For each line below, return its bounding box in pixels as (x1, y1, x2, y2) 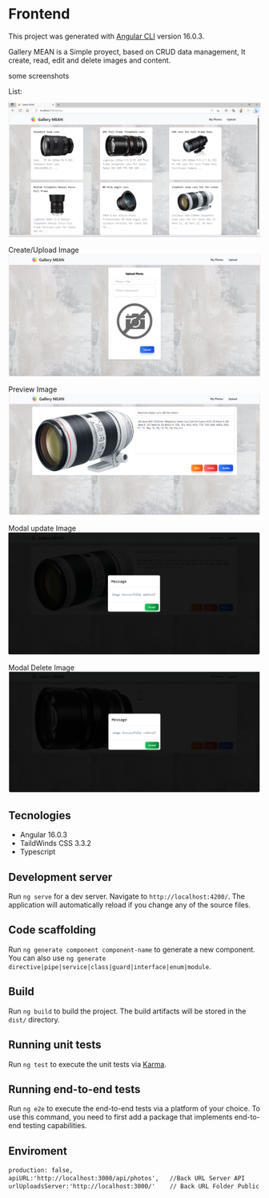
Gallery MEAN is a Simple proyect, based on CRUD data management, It (8, 47, 246, 56)
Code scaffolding (8, 924, 96, 937)
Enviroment (8, 1144, 68, 1158)
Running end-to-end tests (8, 1082, 141, 1096)
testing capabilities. (22, 1121, 87, 1131)
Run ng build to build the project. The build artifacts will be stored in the (8, 1006, 247, 1016)
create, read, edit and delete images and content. (8, 55, 171, 65)
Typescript (19, 847, 56, 857)
